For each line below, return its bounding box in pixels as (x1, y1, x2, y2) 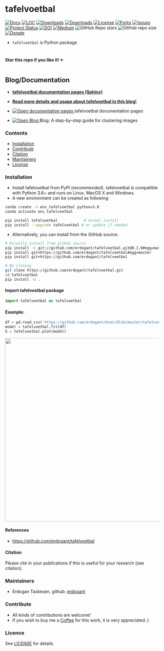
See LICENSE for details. (5, 641, 55, 647)
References (5, 527, 29, 533)
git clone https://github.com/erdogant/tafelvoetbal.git (5, 268, 123, 273)
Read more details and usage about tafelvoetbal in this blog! (12, 98, 137, 104)
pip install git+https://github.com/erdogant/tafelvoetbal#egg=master (5, 250, 152, 255)
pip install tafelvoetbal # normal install (5, 218, 119, 223)
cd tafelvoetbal (5, 272, 38, 277)
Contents (5, 130, 28, 136)
